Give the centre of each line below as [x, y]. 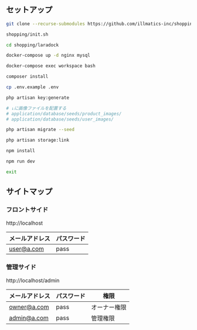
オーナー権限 [109, 307]
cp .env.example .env [33, 87]
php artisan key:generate [38, 98]
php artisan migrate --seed [40, 130]
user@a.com [26, 249]
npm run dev [21, 161]
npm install [21, 151]
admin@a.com [29, 318]
